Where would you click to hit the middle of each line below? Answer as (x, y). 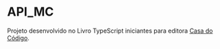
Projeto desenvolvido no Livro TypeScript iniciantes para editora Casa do (110, 31)
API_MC (30, 12)
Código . (18, 37)
